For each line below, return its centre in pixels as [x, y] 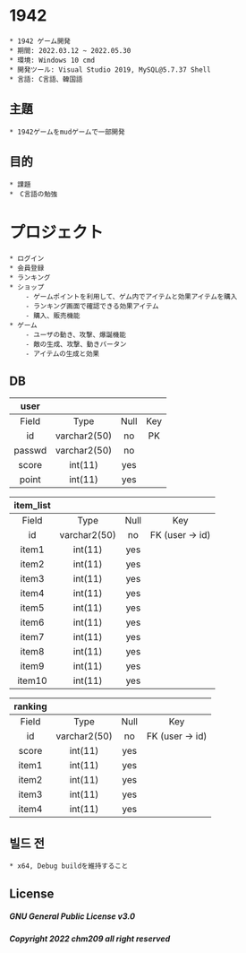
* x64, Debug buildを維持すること [69, 866]
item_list [32, 506]
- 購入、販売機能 [53, 316]
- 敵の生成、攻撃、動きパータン [76, 344]
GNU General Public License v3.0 [72, 916]
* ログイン [27, 258]
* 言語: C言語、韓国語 [46, 79]
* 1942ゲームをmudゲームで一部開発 [67, 132]
